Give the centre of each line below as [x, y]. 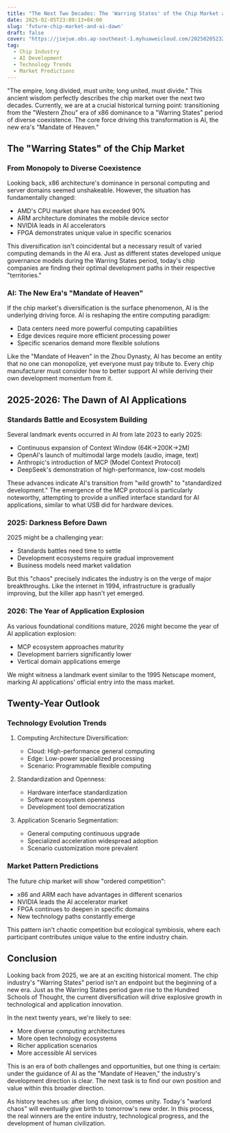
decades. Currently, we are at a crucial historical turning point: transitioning [113, 105]
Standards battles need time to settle [69, 551]
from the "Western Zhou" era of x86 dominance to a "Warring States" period [115, 112]
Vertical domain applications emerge [69, 661]
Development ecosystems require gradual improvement [95, 558]
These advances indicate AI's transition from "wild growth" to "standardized [115, 483]
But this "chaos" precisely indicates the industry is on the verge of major [109, 579]
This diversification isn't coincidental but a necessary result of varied [104, 246]
